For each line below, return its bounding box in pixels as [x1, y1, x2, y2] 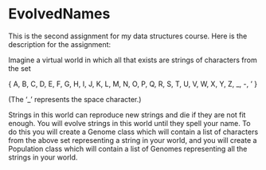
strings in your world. [8, 152, 78, 162]
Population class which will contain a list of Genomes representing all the [8, 144, 248, 153]
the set [8, 63, 32, 73]
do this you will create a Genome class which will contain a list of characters [8, 127, 259, 136]
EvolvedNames [8, 5, 111, 23]
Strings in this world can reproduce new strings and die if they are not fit [8, 109, 246, 120]
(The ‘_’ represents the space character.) [8, 94, 142, 104]
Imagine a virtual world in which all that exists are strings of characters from [8, 55, 257, 65]
